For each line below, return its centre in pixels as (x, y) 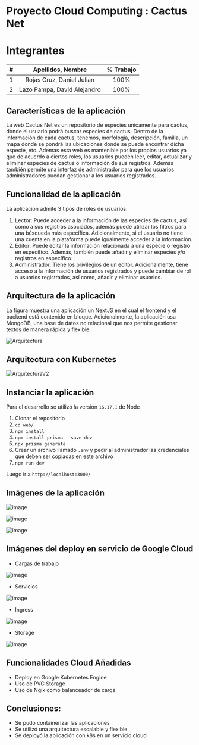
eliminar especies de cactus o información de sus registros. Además (90, 163)
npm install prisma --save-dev (53, 438)
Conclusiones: (34, 709)
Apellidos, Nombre (60, 70)
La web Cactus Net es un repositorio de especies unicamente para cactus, (97, 125)
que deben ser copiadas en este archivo (64, 456)
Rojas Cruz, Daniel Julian (60, 80)
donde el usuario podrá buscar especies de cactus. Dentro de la (85, 131)
